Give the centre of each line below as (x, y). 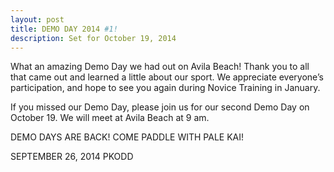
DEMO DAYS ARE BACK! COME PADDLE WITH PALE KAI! (127, 137)
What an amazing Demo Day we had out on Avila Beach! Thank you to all (160, 67)
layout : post (37, 19)
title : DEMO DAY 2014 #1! (64, 29)
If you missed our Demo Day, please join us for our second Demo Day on (160, 107)
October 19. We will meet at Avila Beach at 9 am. (110, 118)
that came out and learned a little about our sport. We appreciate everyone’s (167, 77)
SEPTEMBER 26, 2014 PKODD (72, 157)
